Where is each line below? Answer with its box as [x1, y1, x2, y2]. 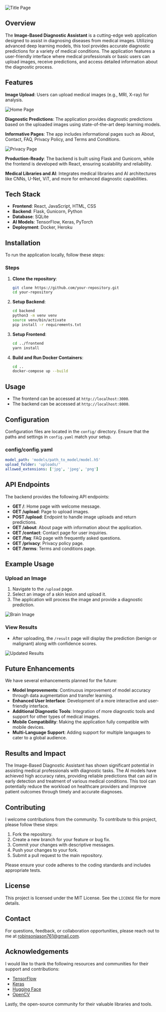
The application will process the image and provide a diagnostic [12, 597, 143, 603]
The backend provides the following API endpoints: [5, 493, 110, 499]
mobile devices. [12, 724, 45, 730]
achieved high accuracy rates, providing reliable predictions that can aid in [5, 773, 158, 779]
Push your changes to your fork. [12, 847, 78, 853]
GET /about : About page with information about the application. [12, 524, 143, 530]
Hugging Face [12, 986, 41, 992]
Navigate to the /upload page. [12, 586, 73, 592]
